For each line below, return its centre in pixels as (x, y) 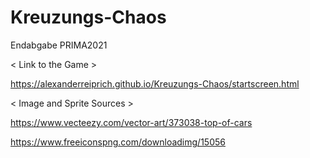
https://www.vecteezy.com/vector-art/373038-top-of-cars (131, 122)
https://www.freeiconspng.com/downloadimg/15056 (118, 142)
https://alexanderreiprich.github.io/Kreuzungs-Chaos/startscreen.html (155, 83)
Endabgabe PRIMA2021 (59, 45)
